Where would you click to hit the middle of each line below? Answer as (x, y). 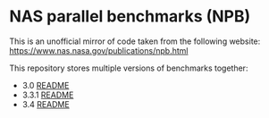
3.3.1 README (48, 95)
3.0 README (46, 85)
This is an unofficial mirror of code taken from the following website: (135, 41)
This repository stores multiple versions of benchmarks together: (129, 68)
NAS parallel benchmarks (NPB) (130, 17)
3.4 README (46, 104)
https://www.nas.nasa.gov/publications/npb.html (99, 50)
